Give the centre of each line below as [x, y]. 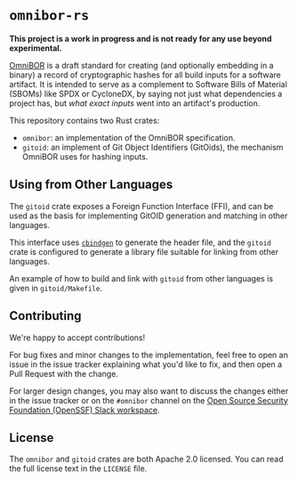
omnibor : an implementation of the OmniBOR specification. [129, 137]
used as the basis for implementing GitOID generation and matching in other [149, 216]
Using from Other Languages [91, 185]
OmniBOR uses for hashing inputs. [85, 156]
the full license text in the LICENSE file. [78, 469]
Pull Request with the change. [64, 373]
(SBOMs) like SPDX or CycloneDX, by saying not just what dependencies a [146, 94]
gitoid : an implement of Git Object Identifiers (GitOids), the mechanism [153, 147]
